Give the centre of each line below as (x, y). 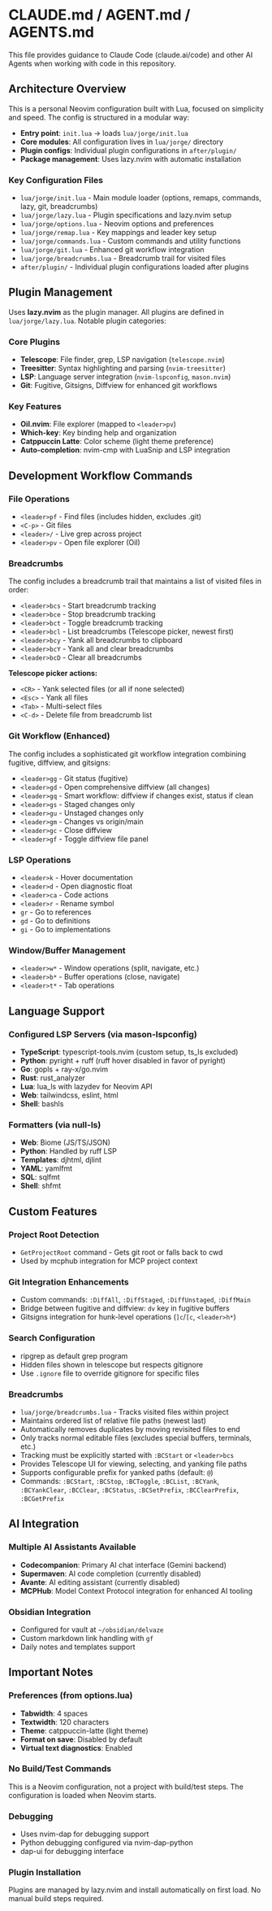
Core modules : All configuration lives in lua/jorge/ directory (122, 142)
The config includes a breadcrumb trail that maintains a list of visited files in (135, 581)
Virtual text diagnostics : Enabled (76, 1747)
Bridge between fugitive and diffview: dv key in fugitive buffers (125, 1308)
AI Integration (44, 1524)
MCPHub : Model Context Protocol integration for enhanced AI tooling (136, 1590)
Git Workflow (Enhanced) (60, 736)
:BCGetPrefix (42, 1499)
